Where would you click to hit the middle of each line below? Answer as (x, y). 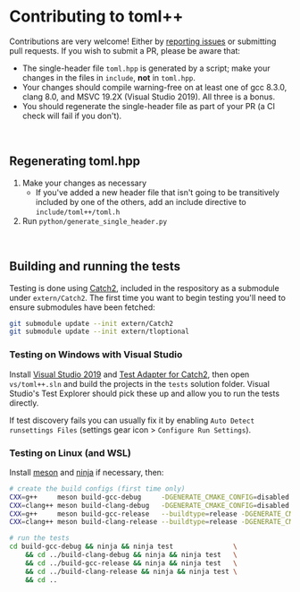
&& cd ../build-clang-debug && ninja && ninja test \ (132, 555)
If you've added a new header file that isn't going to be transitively (157, 192)
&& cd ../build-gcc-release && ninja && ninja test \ (132, 563)
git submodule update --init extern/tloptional (100, 332)
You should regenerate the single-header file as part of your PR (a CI (148, 106)
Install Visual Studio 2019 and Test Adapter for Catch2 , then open (129, 374)
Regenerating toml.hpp (75, 162)
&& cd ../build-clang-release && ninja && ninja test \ (132, 571)
